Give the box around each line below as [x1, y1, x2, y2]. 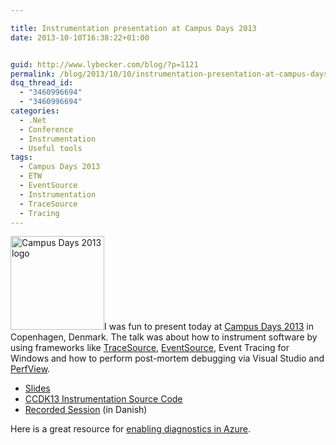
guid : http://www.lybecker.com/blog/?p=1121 [10, 59, 199, 70]
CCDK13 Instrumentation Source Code [24, 393, 183, 405]
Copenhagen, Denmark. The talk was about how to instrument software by [10, 331, 318, 343]
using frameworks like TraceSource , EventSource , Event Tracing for [10, 342, 290, 354]
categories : [10, 106, 60, 116]
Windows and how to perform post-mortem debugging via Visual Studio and [10, 352, 325, 365]
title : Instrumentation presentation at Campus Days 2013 [10, 23, 257, 33]
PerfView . [10, 363, 51, 375]
